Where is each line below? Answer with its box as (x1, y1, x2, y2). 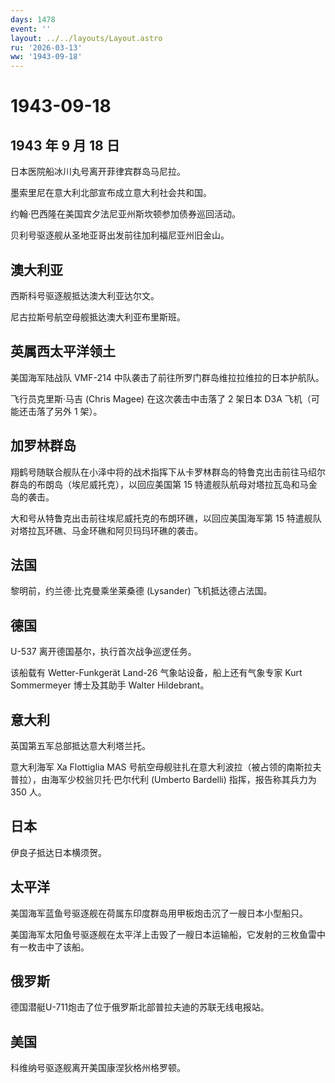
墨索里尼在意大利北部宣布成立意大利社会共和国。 (10, 187, 212, 199)
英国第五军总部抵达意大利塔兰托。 (10, 740, 151, 751)
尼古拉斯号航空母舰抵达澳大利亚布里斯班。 (10, 311, 186, 323)
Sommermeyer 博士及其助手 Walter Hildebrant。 (10, 679, 210, 691)
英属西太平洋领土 (10, 343, 116, 360)
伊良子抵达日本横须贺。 (10, 846, 107, 858)
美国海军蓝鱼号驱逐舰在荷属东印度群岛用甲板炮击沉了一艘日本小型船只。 (10, 907, 308, 919)
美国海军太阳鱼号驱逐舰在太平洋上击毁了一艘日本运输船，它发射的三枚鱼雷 (10, 928, 317, 940)
